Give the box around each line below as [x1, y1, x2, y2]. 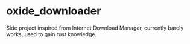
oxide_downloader [6, 4, 101, 18]
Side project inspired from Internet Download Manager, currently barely [6, 24, 184, 31]
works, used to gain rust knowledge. [6, 30, 97, 37]
